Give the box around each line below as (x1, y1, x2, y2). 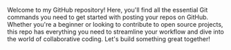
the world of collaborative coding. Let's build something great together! (7, 35, 211, 43)
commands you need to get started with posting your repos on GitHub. (7, 13, 209, 21)
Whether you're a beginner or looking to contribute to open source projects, (7, 21, 223, 28)
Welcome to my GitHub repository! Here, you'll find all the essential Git (7, 6, 208, 14)
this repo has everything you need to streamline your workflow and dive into (7, 27, 225, 36)
